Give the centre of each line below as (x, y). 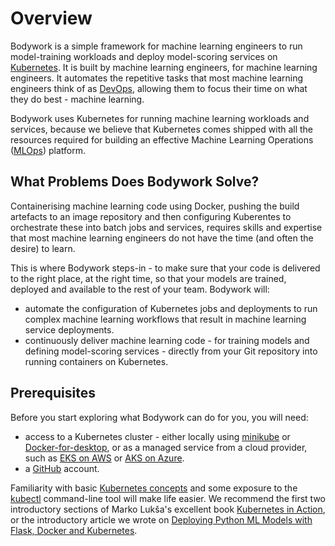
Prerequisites (53, 393)
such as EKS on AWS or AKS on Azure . (104, 458)
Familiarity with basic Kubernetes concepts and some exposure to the (154, 488)
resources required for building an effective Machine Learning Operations (162, 139)
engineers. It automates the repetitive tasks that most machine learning (157, 78)
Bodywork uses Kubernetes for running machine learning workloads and (160, 118)
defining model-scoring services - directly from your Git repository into (171, 351)
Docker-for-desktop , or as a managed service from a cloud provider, (166, 447)
